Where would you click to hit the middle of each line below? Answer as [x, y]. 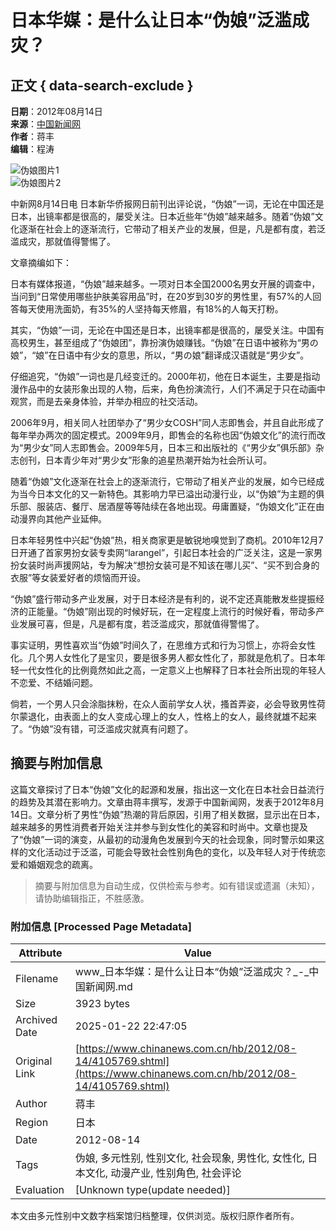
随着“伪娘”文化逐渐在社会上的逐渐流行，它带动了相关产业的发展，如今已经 [163, 481]
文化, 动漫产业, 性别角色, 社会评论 [163, 1173]
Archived [36, 1020]
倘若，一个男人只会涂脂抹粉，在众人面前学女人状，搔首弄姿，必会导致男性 [163, 704]
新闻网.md [108, 987]
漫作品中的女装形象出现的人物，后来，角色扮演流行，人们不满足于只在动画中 [168, 389]
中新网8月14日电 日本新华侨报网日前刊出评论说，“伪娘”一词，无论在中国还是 [167, 204]
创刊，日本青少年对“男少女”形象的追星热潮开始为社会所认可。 [145, 460]
